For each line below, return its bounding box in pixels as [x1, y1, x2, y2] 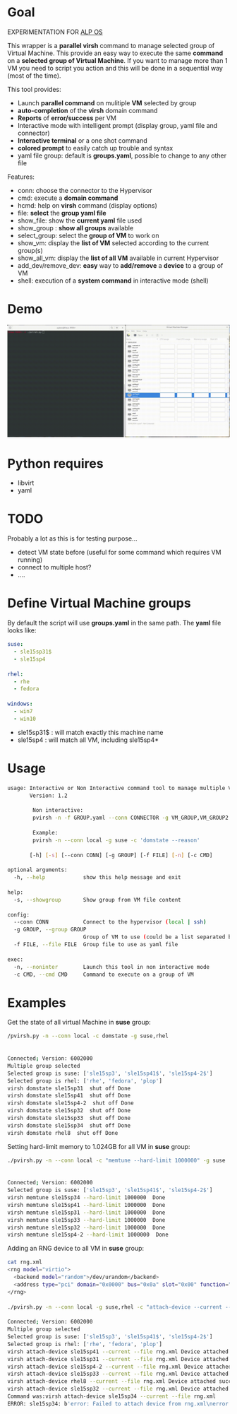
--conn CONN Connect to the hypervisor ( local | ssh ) [13, 919, 207, 926]
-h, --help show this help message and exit [13, 874, 181, 881]
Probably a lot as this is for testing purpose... [7, 534, 138, 543]
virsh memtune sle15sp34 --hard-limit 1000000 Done [7, 1194, 166, 1201]
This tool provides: [7, 85, 61, 93]
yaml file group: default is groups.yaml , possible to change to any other [17, 151, 227, 160]
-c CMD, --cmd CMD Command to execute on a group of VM [13, 971, 194, 978]
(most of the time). [7, 71, 61, 80]
